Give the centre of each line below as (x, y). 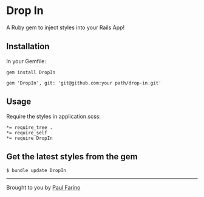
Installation (28, 47)
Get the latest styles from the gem (72, 157)
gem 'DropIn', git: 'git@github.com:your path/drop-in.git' (84, 83)
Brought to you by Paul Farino (43, 188)
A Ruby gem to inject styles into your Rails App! (66, 27)
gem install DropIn (31, 72)
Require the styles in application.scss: (54, 116)
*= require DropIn (29, 138)
